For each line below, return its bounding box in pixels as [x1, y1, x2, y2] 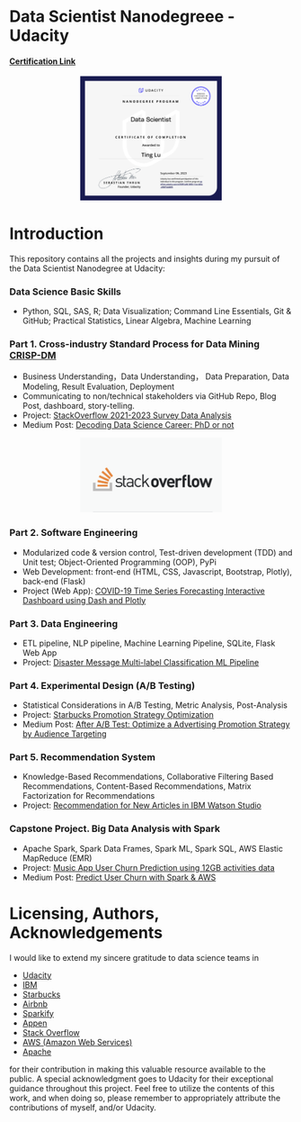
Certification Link [9, 56, 76, 67]
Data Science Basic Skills [9, 285, 121, 298]
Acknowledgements [9, 922, 164, 943]
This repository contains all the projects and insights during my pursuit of [9, 254, 280, 265]
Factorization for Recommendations [22, 791, 155, 801]
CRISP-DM [9, 349, 57, 362]
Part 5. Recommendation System [9, 751, 155, 764]
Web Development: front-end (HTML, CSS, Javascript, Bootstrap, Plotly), [22, 566, 293, 577]
